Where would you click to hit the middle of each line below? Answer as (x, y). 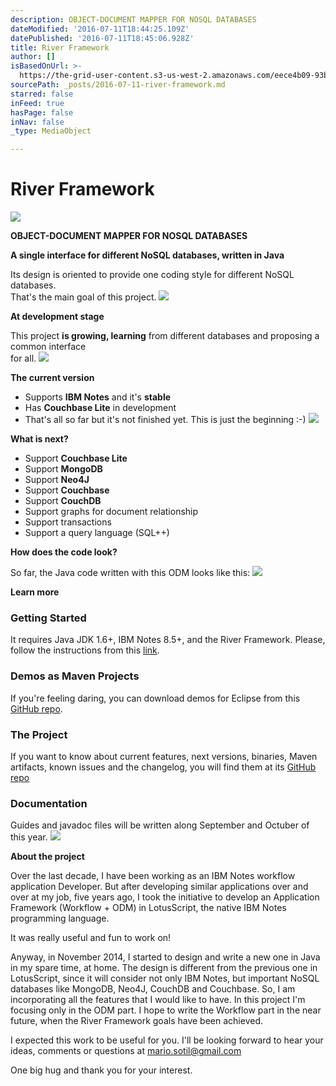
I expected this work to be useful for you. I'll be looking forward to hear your (167, 1040)
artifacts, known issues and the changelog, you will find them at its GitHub (163, 767)
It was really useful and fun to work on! (91, 938)
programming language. (60, 918)
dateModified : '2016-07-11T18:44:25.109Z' (100, 29)
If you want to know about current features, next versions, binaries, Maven (164, 756)
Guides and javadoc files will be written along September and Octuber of (160, 825)
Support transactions (68, 522)
